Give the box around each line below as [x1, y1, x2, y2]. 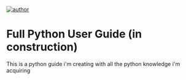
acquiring [6, 67, 31, 74]
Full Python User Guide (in [6, 27, 142, 41]
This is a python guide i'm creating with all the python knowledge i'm [6, 60, 180, 67]
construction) [6, 40, 78, 54]
